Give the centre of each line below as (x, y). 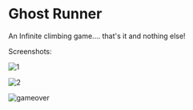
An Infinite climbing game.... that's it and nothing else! (97, 36)
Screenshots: (30, 51)
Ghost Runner (55, 14)
